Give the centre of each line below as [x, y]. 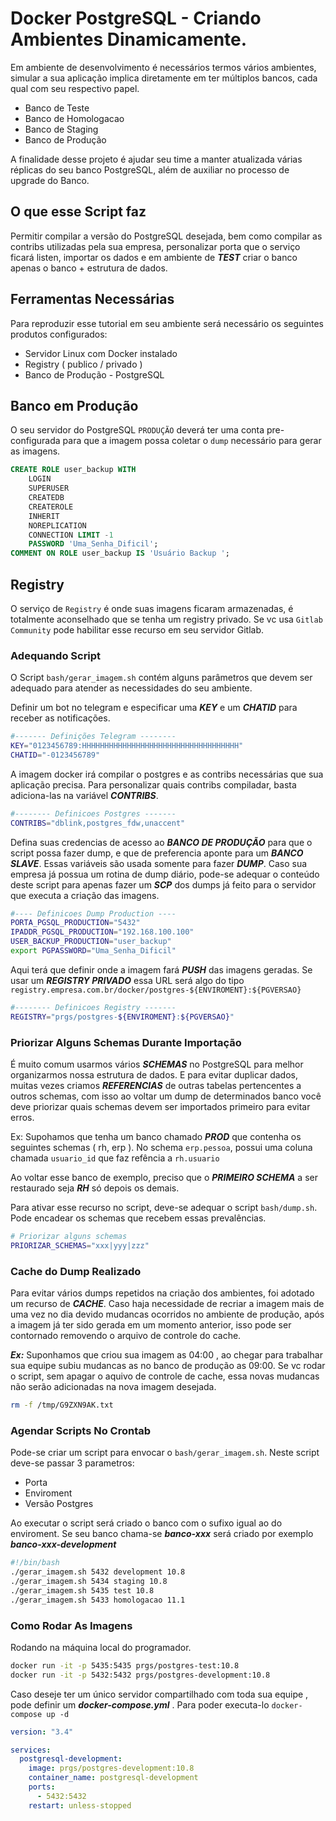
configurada [35, 441]
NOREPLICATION [57, 525]
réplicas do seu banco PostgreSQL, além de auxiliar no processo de [150, 169]
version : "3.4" [42, 1732]
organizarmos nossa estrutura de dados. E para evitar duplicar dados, [154, 1075]
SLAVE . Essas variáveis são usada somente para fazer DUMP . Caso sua [159, 863]
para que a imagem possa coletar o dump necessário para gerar [192, 441]
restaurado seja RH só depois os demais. [95, 1188]
